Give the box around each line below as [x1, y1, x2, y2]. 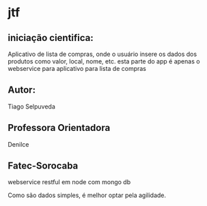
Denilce [8, 140, 29, 148]
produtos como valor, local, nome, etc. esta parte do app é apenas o [8, 57, 200, 65]
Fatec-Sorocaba [8, 160, 79, 172]
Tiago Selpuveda [8, 102, 55, 111]
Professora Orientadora [8, 122, 111, 134]
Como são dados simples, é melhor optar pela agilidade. [8, 191, 167, 199]
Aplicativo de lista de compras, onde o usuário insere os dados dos [8, 50, 197, 58]
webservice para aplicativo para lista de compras [8, 65, 146, 72]
